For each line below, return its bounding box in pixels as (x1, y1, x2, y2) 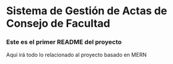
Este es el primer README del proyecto (6, 38, 122, 46)
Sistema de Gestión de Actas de (6, 4, 168, 18)
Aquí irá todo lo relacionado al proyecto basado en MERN (6, 52, 147, 59)
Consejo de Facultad (6, 17, 110, 30)
